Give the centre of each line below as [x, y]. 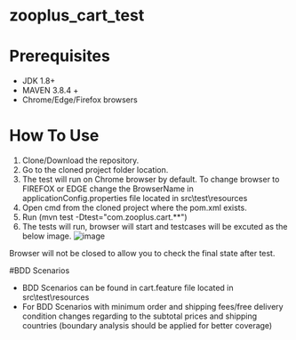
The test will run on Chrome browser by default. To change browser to [151, 180]
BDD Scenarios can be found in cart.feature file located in [128, 288]
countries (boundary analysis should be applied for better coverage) [147, 326]
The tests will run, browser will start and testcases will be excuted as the [155, 227]
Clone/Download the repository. [80, 160]
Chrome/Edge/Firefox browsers [80, 100]
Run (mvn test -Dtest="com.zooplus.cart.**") [105, 217]
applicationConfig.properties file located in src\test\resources [135, 198]
